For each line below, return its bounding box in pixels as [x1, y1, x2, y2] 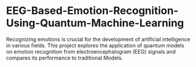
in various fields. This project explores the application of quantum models [6, 42, 184, 49]
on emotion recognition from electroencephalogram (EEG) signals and [6, 48, 176, 55]
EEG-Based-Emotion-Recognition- [6, 4, 178, 17]
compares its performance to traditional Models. [6, 54, 124, 61]
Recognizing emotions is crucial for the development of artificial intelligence [6, 36, 190, 43]
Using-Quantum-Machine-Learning [6, 16, 184, 30]
